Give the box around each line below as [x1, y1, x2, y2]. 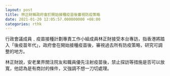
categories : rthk [5, 21, 42, 27]
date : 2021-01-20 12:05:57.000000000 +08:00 [5, 17, 101, 22]
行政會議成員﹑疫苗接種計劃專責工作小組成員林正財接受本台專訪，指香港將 [5, 36, 160, 42]
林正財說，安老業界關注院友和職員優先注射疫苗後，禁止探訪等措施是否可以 [5, 59, 160, 65]
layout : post [5, 7, 33, 13]
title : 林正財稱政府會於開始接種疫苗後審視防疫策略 [5, 12, 100, 17]
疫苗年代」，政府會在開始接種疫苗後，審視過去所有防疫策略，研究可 [18, 42, 158, 48]
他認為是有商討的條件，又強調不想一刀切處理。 [14, 65, 112, 71]
